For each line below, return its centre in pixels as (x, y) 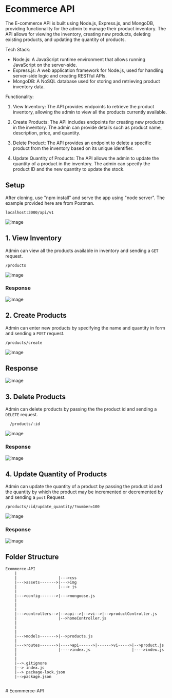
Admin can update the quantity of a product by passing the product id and (84, 487)
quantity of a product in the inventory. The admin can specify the (81, 163)
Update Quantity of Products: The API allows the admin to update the (86, 158)
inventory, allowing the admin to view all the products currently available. (90, 112)
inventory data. (29, 86)
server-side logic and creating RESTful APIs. (60, 75)
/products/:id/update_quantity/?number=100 (53, 507)
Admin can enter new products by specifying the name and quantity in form (85, 328)
